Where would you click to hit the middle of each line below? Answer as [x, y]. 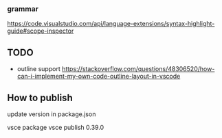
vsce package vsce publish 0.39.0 [56, 127]
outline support [38, 69]
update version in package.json [52, 114]
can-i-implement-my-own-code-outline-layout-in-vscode [99, 77]
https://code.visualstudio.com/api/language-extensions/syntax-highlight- [111, 24]
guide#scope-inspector [41, 31]
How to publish [40, 97]
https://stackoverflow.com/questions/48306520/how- [138, 69]
